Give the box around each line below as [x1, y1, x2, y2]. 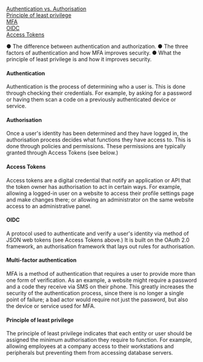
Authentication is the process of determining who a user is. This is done [6, 83, 186, 90]
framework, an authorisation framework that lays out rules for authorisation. [6, 242, 196, 250]
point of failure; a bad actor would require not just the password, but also [6, 296, 188, 303]
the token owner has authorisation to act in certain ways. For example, [6, 183, 182, 190]
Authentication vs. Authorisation [6, 5, 87, 12]
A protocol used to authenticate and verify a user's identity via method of [6, 230, 189, 237]
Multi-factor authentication [6, 256, 77, 264]
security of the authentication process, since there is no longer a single [6, 290, 184, 297]
